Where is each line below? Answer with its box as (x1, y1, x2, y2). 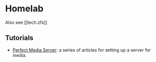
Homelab (5, 3, 43, 14)
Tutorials (5, 34, 33, 42)
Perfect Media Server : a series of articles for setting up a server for (12, 47, 151, 53)
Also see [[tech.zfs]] (5, 19, 47, 25)
